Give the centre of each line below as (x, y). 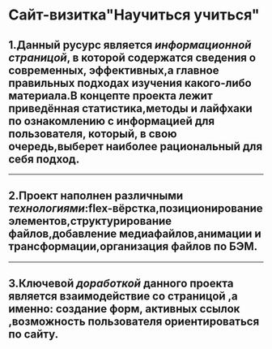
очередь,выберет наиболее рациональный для (136, 146)
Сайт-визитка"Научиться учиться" (134, 15)
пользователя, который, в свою (93, 134)
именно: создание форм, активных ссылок (124, 309)
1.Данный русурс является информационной (130, 45)
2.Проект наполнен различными (96, 196)
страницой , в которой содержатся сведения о (132, 57)
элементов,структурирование (90, 221)
